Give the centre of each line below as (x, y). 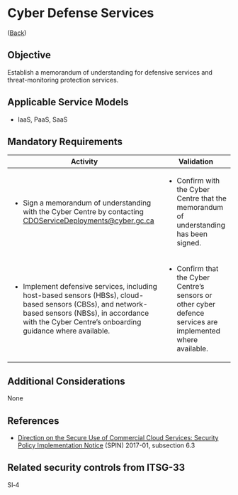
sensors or (194, 295)
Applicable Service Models (68, 102)
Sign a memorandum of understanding (87, 203)
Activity (84, 161)
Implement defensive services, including (90, 287)
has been (192, 234)
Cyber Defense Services (81, 13)
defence (191, 313)
